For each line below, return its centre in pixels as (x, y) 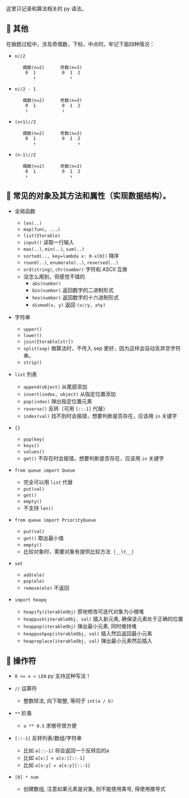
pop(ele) (34, 581)
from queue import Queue (45, 470)
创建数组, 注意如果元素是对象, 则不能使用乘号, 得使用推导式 (94, 789)
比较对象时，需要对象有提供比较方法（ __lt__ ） (80, 551)
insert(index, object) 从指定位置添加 (69, 394)
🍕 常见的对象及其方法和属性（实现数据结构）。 (88, 196)
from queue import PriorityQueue (55, 520)
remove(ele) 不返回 (46, 587)
